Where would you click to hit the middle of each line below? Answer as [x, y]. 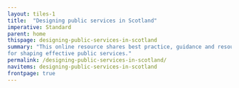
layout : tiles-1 [31, 14]
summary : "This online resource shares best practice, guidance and [111, 47]
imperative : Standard [39, 27]
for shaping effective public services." [70, 54]
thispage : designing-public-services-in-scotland [83, 40]
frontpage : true [31, 73]
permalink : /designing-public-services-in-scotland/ [87, 60]
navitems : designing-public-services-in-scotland [83, 67]
